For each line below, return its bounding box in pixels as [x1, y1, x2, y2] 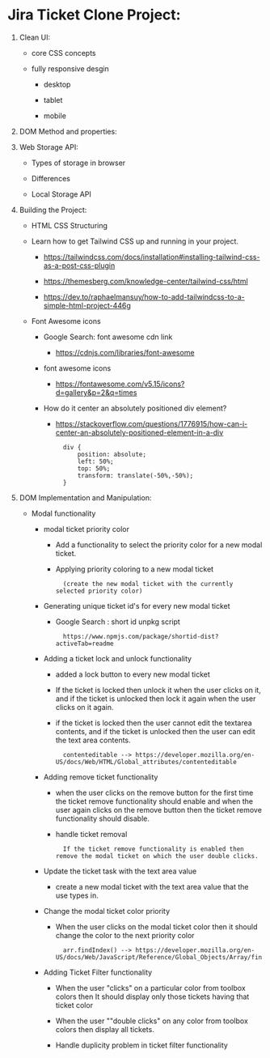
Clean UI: [19, 32, 50, 42]
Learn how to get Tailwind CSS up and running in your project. [31, 236, 239, 246]
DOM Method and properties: [19, 126, 118, 136]
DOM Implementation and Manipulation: [19, 492, 152, 503]
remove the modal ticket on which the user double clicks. [55, 852, 259, 860]
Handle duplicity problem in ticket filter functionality [55, 1040, 228, 1050]
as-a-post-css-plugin [43, 261, 116, 270]
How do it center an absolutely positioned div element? [43, 403, 227, 413]
